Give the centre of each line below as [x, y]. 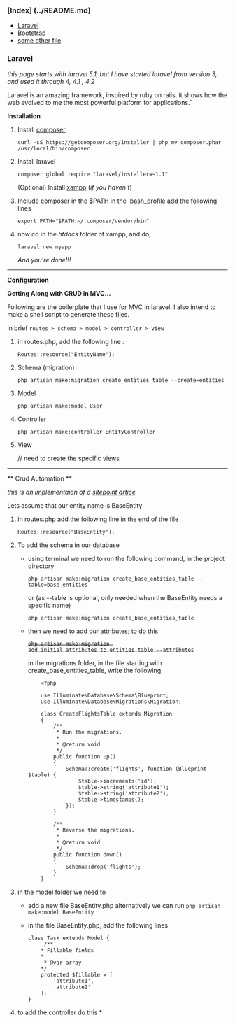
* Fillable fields [67, 950]
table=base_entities [58, 585]
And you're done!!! [44, 260]
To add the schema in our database [69, 545]
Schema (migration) [46, 367]
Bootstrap [31, 33]
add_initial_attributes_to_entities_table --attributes [111, 650]
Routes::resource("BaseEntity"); [66, 532]
